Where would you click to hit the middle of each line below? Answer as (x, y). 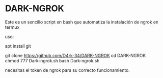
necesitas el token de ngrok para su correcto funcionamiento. (68, 70)
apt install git (18, 46)
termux (12, 27)
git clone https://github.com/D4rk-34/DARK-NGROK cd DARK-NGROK (76, 55)
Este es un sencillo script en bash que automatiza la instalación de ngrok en (82, 22)
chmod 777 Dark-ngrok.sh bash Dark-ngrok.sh (52, 60)
